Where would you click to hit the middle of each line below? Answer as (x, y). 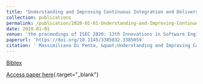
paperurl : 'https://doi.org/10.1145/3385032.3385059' (76, 40)
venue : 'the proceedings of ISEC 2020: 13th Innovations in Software (96, 34)
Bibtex (14, 63)
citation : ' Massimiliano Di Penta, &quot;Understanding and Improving (98, 46)
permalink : (20, 23)
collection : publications (39, 18)
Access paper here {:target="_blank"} (53, 74)
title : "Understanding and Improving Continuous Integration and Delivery (102, 12)
